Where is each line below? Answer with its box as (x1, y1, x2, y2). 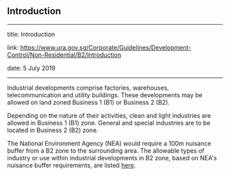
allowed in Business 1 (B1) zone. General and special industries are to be (7, 118, 211, 127)
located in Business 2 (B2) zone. (7, 126, 99, 134)
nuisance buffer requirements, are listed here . (7, 161, 136, 169)
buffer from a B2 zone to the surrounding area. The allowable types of (7, 147, 205, 155)
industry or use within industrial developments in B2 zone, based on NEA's (7, 153, 217, 162)
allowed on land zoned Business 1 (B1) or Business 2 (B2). (7, 98, 170, 106)
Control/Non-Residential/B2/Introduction (7, 51, 122, 59)
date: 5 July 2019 (7, 64, 56, 72)
